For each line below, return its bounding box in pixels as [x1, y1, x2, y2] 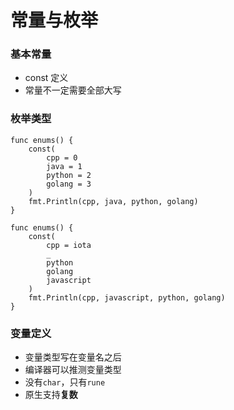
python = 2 [46, 170, 92, 180]
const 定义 [24, 72, 69, 84]
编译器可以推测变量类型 [24, 364, 122, 376]
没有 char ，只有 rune [24, 376, 106, 388]
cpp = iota [46, 240, 92, 250]
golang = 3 [46, 179, 92, 189]
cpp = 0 [46, 152, 78, 163]
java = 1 [46, 161, 83, 171]
